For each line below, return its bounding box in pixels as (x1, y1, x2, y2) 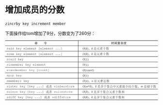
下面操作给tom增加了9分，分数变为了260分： (5, 30, 96, 36)
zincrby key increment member (5, 21, 66, 26)
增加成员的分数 (5, 4, 65, 15)
